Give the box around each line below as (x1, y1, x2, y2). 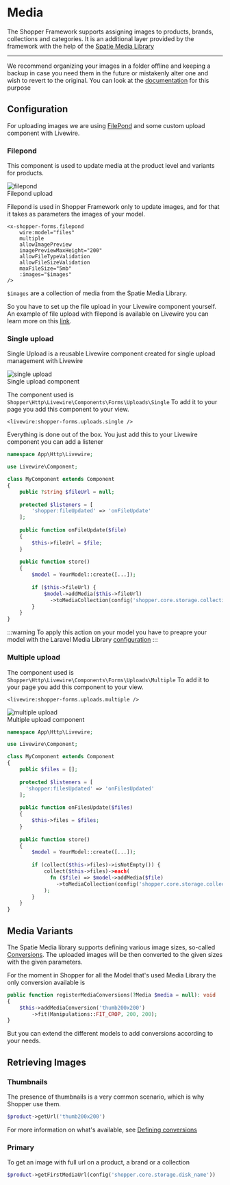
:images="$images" (19, 271, 72, 278)
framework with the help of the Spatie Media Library (7, 42, 155, 50)
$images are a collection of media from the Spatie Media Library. (7, 289, 188, 297)
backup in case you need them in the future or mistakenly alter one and (7, 68, 209, 77)
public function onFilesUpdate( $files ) (19, 804, 133, 811)
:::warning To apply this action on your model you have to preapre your (7, 628, 207, 636)
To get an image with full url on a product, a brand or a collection (7, 1158, 190, 1167)
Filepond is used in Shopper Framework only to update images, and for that (7, 203, 220, 211)
